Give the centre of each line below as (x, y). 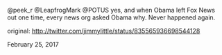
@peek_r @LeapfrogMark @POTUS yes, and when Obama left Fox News (111, 10)
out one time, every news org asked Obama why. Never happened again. (111, 17)
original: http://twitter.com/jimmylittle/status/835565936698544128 (104, 31)
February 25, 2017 (33, 44)
